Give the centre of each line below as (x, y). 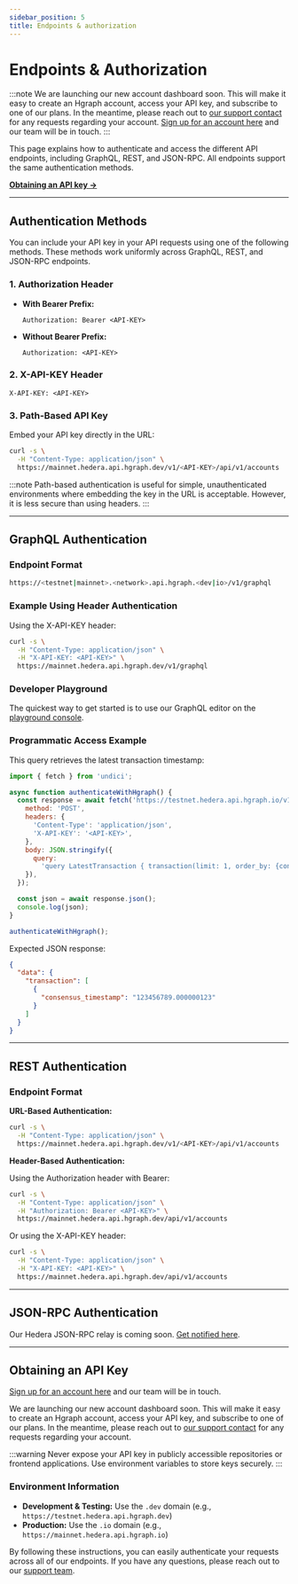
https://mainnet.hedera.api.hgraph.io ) (95, 1534)
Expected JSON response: (58, 948)
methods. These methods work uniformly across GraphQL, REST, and (136, 252)
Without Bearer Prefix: (64, 336)
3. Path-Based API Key (59, 415)
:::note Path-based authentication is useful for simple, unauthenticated (138, 484)
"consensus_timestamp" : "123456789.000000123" (129, 998)
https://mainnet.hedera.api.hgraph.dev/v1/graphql (113, 666)
